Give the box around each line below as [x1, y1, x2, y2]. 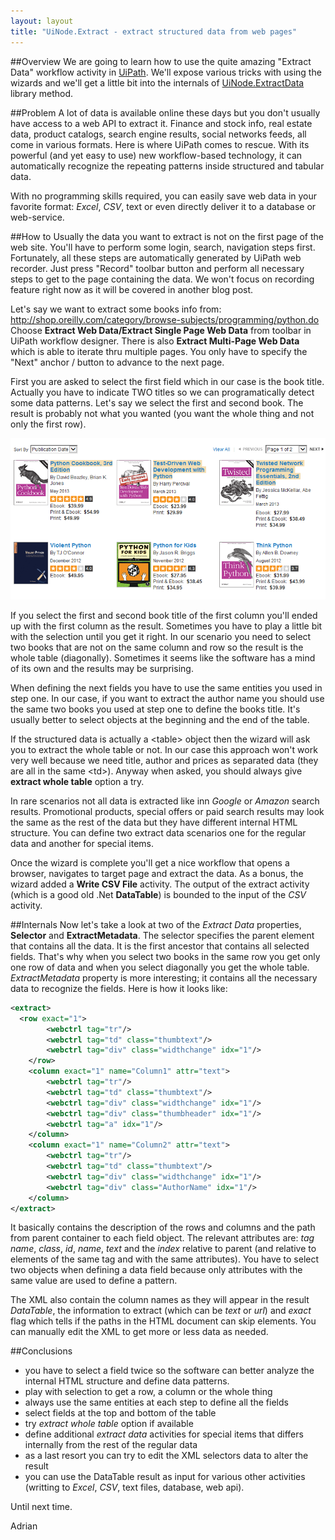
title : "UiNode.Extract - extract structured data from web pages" [10, 26, 298, 37]
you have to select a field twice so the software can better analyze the [24, 1365, 315, 1377]
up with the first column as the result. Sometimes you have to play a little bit [10, 620, 323, 632]
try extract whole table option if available [24, 1418, 194, 1430]
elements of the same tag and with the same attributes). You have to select [10, 1253, 320, 1265]
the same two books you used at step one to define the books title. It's [10, 703, 301, 715]
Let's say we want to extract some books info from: [10, 303, 222, 315]
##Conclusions [10, 1345, 73, 1357]
